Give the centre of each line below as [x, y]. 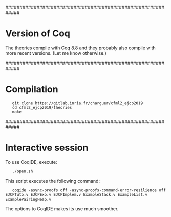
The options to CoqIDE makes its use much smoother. [62, 209]
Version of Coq [38, 34]
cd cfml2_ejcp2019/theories [42, 107]
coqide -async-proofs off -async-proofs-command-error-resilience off [89, 190]
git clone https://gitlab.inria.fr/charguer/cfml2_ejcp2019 [78, 103]
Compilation [32, 90]
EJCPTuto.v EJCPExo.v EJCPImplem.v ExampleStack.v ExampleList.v [76, 194]
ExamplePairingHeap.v [28, 199]
